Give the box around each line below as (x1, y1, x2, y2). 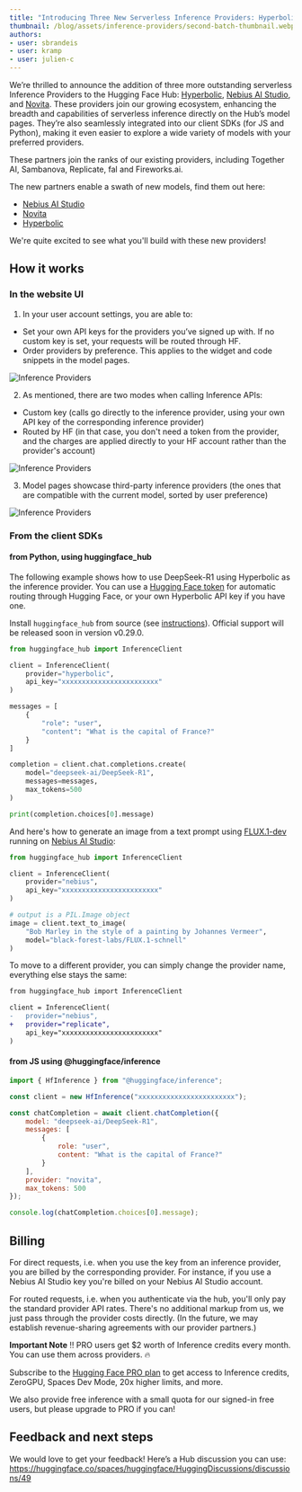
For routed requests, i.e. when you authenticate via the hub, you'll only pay (9, 1293, 286, 1304)
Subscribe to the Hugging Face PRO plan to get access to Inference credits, (9, 1367, 290, 1378)
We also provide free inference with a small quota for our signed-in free (9, 1394, 275, 1405)
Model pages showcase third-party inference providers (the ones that (22, 480, 281, 491)
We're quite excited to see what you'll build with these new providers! (9, 235, 267, 245)
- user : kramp (9, 47, 63, 56)
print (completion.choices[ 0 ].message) (9, 810, 155, 819)
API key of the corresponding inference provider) (22, 416, 205, 427)
